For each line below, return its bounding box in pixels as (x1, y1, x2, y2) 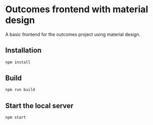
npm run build (5, 87, 36, 92)
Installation (5, 46, 42, 55)
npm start (5, 115, 26, 120)
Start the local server (5, 101, 74, 110)
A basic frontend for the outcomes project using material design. (5, 31, 141, 37)
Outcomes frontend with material (5, 4, 148, 15)
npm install (5, 60, 30, 65)
